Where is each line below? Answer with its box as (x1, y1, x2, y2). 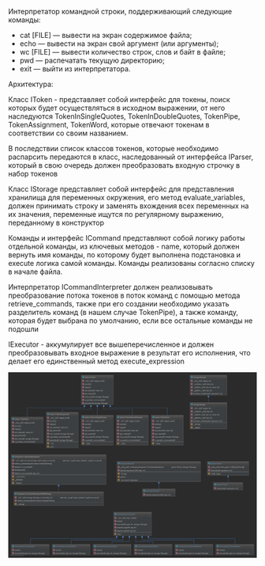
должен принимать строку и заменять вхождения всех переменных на (8, 201, 249, 211)
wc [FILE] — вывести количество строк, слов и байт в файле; (19, 47, 226, 56)
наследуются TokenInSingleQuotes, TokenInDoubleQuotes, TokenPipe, (8, 112, 241, 121)
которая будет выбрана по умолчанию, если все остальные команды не (8, 316, 253, 325)
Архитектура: (8, 79, 54, 89)
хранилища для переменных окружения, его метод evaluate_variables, (8, 193, 246, 202)
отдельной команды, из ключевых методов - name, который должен (8, 241, 240, 251)
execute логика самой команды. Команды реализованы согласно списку (8, 259, 255, 268)
